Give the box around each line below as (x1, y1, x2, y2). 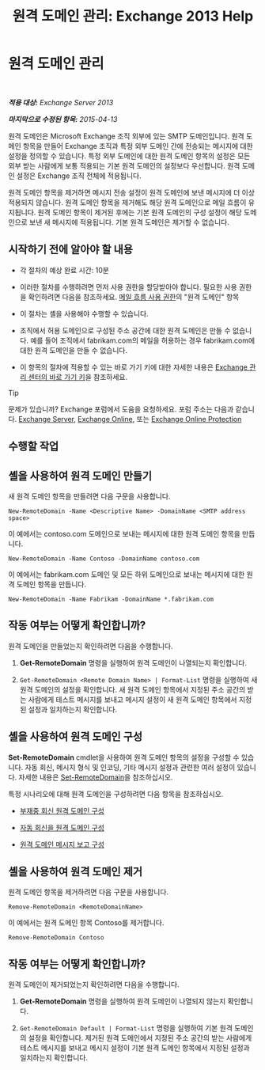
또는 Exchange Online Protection (136, 414, 242, 423)
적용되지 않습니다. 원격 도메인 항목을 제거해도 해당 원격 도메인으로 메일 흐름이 (8, 197, 247, 207)
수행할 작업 (8, 440, 59, 453)
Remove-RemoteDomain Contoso (8, 934, 104, 942)
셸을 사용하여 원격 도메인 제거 (8, 864, 143, 878)
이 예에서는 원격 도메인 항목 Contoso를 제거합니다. (8, 918, 165, 928)
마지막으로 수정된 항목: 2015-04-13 (8, 114, 118, 123)
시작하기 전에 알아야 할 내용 (8, 243, 133, 256)
